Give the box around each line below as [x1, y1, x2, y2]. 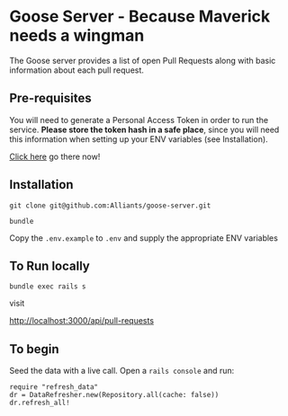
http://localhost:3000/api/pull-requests [9, 315, 155, 326]
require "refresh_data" [9, 383, 99, 392]
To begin [9, 341, 60, 357]
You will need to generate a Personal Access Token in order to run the [9, 114, 268, 125]
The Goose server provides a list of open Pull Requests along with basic [9, 55, 276, 66]
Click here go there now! [9, 151, 101, 162]
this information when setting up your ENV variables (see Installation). [9, 133, 268, 145]
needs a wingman [9, 25, 145, 46]
